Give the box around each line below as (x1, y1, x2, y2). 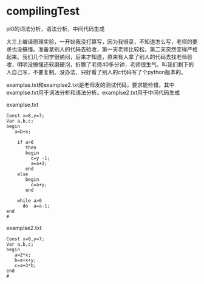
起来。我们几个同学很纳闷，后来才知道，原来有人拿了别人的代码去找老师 (6, 53, 187, 60)
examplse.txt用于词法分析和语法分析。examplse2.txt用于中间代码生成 (6, 89, 180, 96)
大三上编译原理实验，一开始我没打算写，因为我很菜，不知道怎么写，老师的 (6, 38, 192, 45)
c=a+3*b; (14, 262, 36, 268)
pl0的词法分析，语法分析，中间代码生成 (6, 25, 105, 32)
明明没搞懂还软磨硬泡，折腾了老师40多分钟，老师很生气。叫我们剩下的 (16, 61, 194, 68)
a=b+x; (14, 129, 32, 135)
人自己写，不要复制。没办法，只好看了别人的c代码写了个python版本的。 (6, 68, 186, 75)
